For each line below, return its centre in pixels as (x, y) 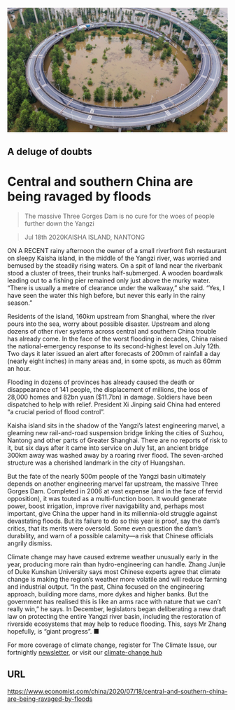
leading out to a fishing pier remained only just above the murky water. (109, 280)
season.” (20, 303)
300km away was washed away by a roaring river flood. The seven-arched (115, 455)
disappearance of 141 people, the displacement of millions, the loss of (108, 389)
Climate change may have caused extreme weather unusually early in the (113, 557)
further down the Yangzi (59, 223)
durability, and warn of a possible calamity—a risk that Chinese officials (110, 535)
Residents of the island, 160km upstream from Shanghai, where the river (111, 316)
